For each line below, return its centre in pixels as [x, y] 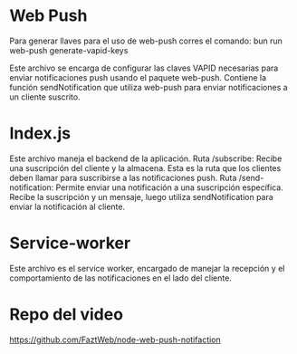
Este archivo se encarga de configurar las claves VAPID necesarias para [144, 68]
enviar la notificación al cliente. [67, 206]
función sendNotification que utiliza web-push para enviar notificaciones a [148, 87]
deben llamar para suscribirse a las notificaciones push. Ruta [123, 177]
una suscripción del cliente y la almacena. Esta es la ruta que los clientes [145, 167]
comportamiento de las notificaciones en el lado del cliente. [121, 278]
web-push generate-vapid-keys [69, 50]
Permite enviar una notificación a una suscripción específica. [169, 187]
